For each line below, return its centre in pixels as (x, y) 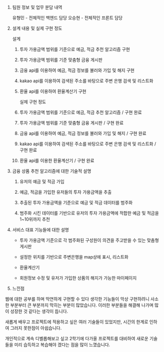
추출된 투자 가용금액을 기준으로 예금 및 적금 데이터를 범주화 (76, 202)
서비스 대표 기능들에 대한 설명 (40, 230)
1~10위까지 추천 (35, 219)
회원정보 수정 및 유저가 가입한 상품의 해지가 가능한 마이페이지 (78, 278)
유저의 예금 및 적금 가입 (42, 181)
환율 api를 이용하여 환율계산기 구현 (53, 91)
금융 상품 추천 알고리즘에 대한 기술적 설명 (52, 171)
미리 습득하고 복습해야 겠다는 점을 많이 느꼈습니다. (62, 345)
